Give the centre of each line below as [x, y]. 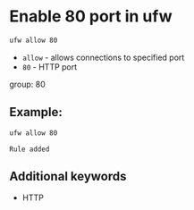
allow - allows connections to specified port [103, 57]
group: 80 [28, 84]
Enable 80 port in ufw [91, 17]
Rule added [30, 149]
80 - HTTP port [50, 67]
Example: [36, 112]
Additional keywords [68, 176]
